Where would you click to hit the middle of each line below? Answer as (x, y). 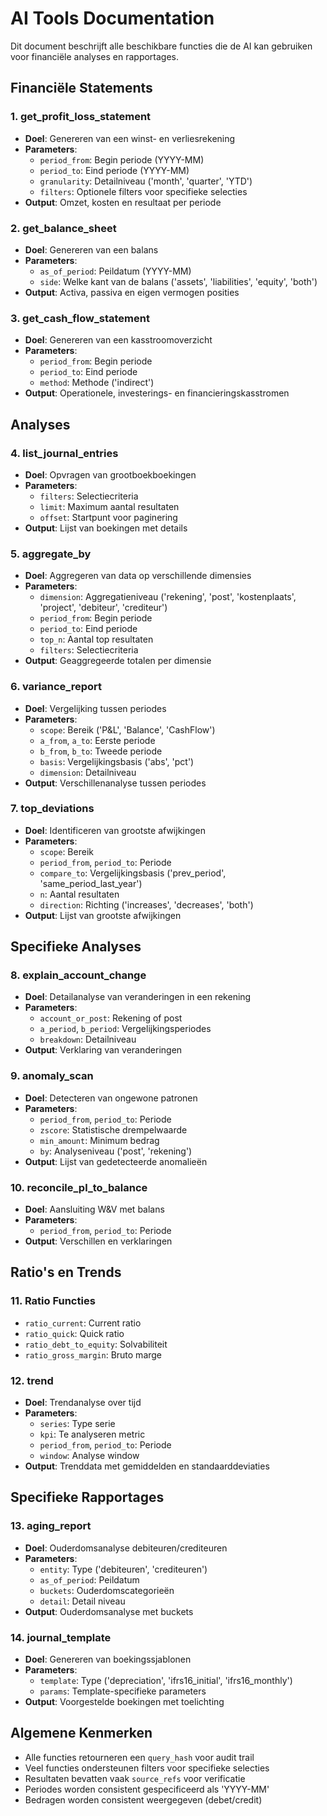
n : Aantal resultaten (79, 894)
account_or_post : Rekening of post (111, 1018)
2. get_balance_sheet (63, 228)
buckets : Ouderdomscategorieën (107, 1590)
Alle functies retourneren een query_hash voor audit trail (139, 1757)
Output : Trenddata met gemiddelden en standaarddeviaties (147, 1466)
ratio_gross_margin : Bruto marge (93, 1354)
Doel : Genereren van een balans (91, 249)
